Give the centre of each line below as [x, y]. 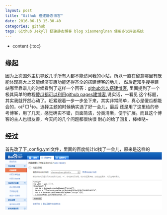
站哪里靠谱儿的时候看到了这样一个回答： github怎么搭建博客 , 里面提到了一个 [83, 88]
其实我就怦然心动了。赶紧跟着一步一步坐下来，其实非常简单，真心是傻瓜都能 [83, 100]
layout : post [19, 10]
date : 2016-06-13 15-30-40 [33, 21]
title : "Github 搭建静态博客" [34, 16]
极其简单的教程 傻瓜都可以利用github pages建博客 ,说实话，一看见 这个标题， [83, 94]
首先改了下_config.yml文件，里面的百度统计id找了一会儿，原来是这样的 [78, 149]
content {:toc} [27, 46]
